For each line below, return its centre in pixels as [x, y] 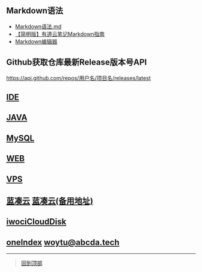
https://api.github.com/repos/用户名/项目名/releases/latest [79, 78]
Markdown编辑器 [36, 42]
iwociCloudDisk [36, 222]
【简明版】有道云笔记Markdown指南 [60, 34]
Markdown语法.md [38, 26]
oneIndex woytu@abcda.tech [63, 242]
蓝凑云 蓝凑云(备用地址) [50, 201]
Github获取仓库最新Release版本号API [77, 62]
